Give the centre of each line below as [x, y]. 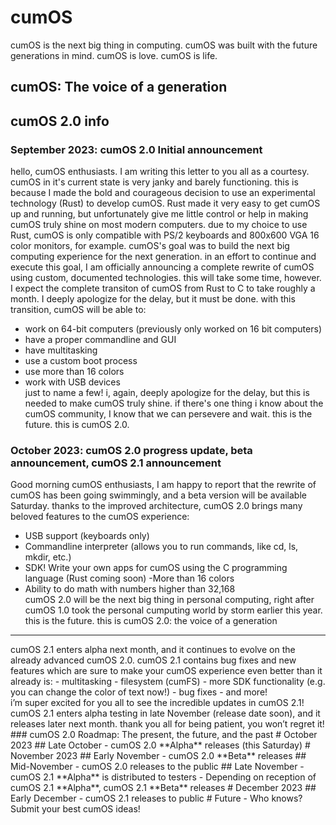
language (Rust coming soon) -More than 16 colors [129, 578]
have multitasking [61, 350]
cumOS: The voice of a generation [119, 87]
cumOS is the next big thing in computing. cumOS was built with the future [164, 45]
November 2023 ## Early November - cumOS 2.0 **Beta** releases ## [158, 756]
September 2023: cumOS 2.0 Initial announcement [136, 149]
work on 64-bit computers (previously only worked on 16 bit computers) [173, 329]
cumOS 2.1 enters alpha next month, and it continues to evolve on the [153, 650]
